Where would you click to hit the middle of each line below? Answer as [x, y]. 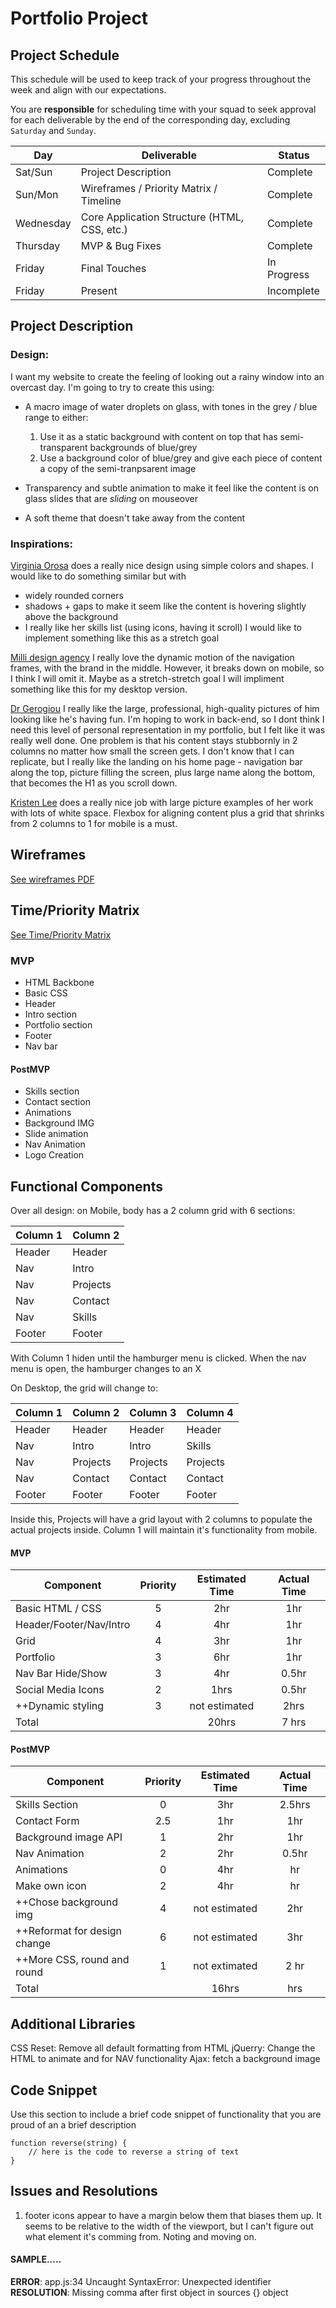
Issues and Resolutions [84, 2191]
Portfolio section [58, 1024]
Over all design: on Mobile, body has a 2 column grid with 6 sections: [153, 1210]
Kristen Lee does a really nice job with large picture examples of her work [162, 802]
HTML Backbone [59, 982]
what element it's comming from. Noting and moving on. [140, 2236]
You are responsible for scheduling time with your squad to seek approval [163, 109]
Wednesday [43, 223]
